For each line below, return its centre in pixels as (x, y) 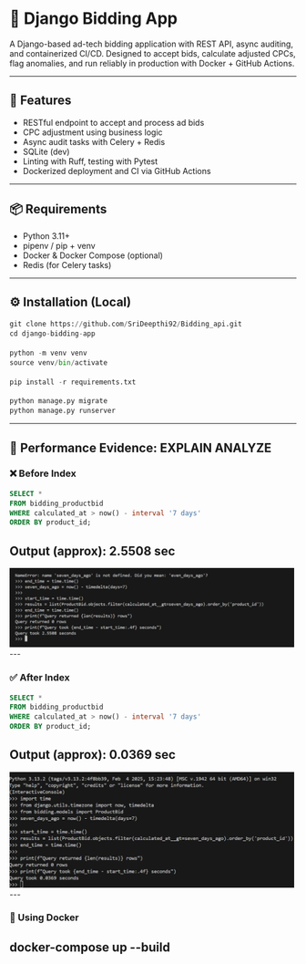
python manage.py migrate (58, 401)
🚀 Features (41, 101)
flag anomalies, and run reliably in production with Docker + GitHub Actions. (152, 63)
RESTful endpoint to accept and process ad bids (113, 122)
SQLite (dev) (46, 151)
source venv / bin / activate (58, 363)
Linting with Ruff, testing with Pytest (90, 161)
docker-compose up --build (90, 947)
